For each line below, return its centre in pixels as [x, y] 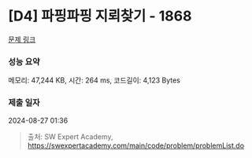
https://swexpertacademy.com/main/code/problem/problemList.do [136, 145]
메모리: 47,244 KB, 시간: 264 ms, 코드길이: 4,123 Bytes [94, 80]
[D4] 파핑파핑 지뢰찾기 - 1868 [100, 16]
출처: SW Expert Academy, [70, 136]
